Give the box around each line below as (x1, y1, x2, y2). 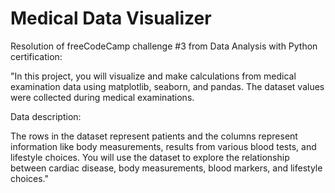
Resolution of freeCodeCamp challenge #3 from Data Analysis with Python (10, 40, 318, 52)
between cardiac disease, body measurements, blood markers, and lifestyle (10, 162, 323, 174)
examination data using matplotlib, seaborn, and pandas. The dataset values (10, 80, 325, 92)
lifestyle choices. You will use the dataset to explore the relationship (10, 151, 290, 163)
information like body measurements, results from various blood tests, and (10, 140, 317, 152)
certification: (10, 50, 63, 62)
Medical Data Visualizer (10, 7, 212, 30)
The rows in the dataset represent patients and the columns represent (10, 130, 298, 142)
